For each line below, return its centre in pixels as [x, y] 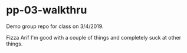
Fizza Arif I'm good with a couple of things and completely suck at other [94, 37]
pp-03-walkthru [47, 10]
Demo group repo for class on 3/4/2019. [55, 26]
